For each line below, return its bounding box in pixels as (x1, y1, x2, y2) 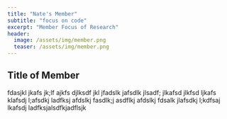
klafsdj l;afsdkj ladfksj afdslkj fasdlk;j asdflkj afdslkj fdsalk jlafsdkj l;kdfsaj (7, 96, 221, 104)
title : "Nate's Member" (7, 10, 78, 18)
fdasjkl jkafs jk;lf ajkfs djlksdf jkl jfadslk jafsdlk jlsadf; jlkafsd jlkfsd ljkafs (7, 88, 216, 96)
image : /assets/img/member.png (13, 37, 106, 44)
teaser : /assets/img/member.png (13, 43, 110, 50)
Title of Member (7, 69, 80, 81)
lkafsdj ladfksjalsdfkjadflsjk (7, 103, 87, 112)
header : (7, 30, 31, 38)
